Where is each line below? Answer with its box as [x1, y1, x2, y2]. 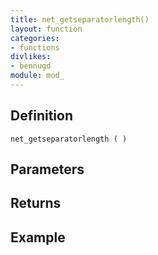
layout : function [10, 24, 83, 34]
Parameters [10, 161, 85, 178]
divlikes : [10, 52, 52, 62]
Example [10, 229, 66, 246]
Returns [10, 195, 62, 212]
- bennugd [10, 61, 52, 71]
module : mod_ [10, 71, 65, 81]
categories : [10, 33, 60, 43]
